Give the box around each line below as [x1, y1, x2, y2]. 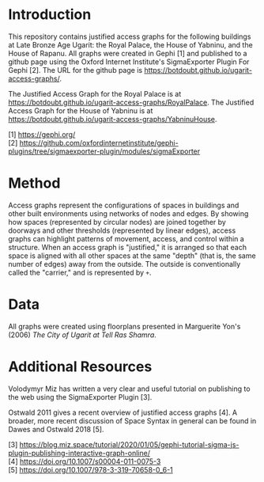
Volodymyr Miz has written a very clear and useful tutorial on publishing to [8, 384, 251, 393]
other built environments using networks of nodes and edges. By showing [8, 208, 249, 218]
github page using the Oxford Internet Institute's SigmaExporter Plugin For [8, 57, 250, 66]
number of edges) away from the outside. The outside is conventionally [8, 259, 241, 268]
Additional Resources [8, 358, 153, 375]
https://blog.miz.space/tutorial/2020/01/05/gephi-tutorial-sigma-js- [19, 439, 239, 449]
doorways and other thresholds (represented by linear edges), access [8, 226, 236, 235]
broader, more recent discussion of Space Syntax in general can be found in [8, 416, 257, 425]
